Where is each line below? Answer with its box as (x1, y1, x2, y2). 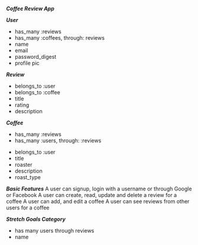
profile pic (14, 59, 40, 66)
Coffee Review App (6, 5, 54, 12)
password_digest (14, 53, 57, 60)
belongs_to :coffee (14, 89, 60, 96)
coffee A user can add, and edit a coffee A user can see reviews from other (6, 198, 190, 205)
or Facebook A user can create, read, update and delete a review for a (6, 192, 177, 198)
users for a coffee (6, 204, 50, 211)
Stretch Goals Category (6, 216, 66, 222)
